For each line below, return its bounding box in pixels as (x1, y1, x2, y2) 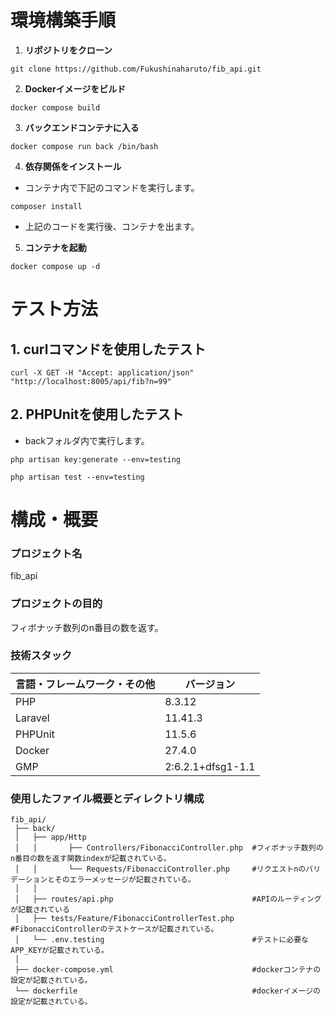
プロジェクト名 (10, 546, 83, 560)
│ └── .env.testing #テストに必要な (14, 935, 309, 945)
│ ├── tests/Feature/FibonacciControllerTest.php (14, 914, 235, 924)
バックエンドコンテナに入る (24, 121, 140, 133)
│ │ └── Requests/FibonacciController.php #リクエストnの (14, 864, 307, 875)
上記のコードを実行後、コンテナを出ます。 (24, 220, 200, 232)
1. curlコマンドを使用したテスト (10, 341, 207, 358)
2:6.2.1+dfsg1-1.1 (164, 759, 256, 773)
